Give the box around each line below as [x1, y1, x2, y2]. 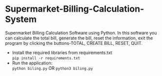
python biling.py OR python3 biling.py [12, 65, 93, 71]
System [5, 14, 37, 25]
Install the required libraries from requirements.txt [12, 50, 112, 56]
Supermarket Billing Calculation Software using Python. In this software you [5, 30, 157, 36]
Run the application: [12, 60, 53, 66]
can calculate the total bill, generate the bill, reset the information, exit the [5, 35, 153, 41]
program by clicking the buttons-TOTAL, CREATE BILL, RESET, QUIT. [5, 40, 143, 46]
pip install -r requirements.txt [12, 56, 81, 60]
